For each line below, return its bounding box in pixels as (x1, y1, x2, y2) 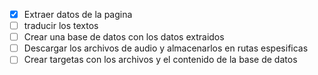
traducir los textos (23, 20, 99, 32)
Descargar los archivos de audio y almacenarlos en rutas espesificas (23, 42, 309, 54)
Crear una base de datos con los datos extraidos (23, 31, 225, 43)
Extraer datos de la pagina (23, 9, 133, 20)
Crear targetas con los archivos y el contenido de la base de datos (23, 54, 298, 66)
